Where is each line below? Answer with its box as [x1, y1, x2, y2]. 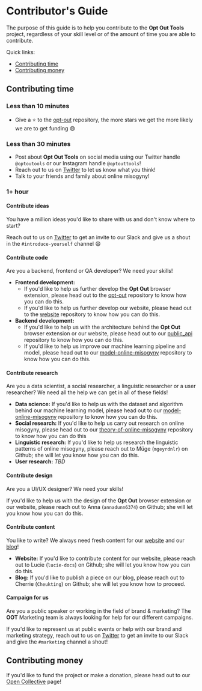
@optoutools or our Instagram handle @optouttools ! [14, 159, 141, 166]
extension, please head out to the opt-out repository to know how [23, 291, 187, 299]
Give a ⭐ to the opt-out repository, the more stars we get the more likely [14, 116, 194, 123]
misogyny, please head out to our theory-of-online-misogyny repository [14, 426, 194, 433]
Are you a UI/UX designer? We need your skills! [6, 485, 124, 492]
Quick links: [6, 48, 35, 55]
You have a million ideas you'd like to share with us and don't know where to [6, 216, 195, 223]
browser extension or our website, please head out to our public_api [23, 330, 193, 337]
